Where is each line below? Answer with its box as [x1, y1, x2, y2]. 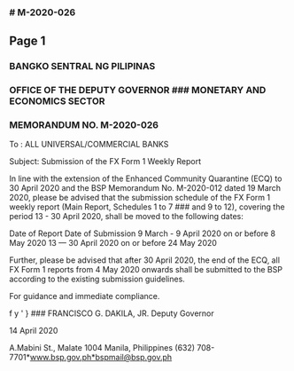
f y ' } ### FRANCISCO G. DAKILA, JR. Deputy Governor [9, 308, 214, 319]
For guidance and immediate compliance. [9, 291, 160, 302]
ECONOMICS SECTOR [9, 95, 105, 107]
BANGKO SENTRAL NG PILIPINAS [9, 60, 156, 73]
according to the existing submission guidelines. [9, 273, 186, 285]
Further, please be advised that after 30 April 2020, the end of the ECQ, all [9, 255, 281, 265]
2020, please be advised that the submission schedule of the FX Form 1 [9, 193, 271, 203]
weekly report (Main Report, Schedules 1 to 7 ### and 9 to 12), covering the [9, 201, 285, 212]
